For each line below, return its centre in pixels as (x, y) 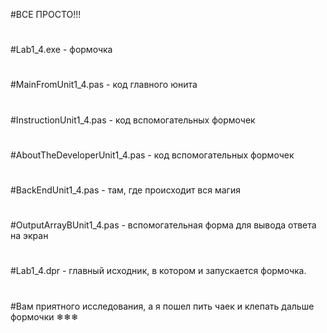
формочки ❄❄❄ (44, 316)
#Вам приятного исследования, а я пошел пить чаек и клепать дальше (162, 306)
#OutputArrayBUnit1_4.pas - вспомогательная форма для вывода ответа (163, 225)
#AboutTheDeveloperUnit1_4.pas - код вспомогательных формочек (152, 155)
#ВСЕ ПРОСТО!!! (46, 14)
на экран (29, 236)
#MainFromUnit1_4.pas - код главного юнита (104, 85)
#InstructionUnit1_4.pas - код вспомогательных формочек (133, 120)
